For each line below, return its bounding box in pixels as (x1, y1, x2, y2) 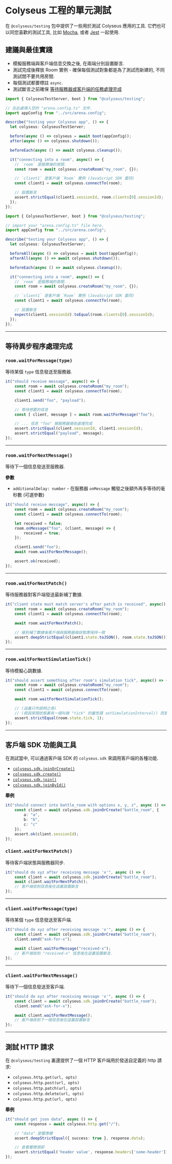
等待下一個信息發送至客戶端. (5, 983, 66, 990)
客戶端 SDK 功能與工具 (5, 740, 77, 749)
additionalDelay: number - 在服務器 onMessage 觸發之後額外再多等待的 (12, 486, 161, 492)
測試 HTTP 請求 (5, 1043, 54, 1051)
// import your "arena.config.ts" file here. (5, 223, 104, 228)
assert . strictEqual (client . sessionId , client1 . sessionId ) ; (14, 426, 143, 431)
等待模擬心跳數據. (5, 667, 43, 674)
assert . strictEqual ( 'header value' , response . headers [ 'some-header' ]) (14, 1150, 168, 1155)
